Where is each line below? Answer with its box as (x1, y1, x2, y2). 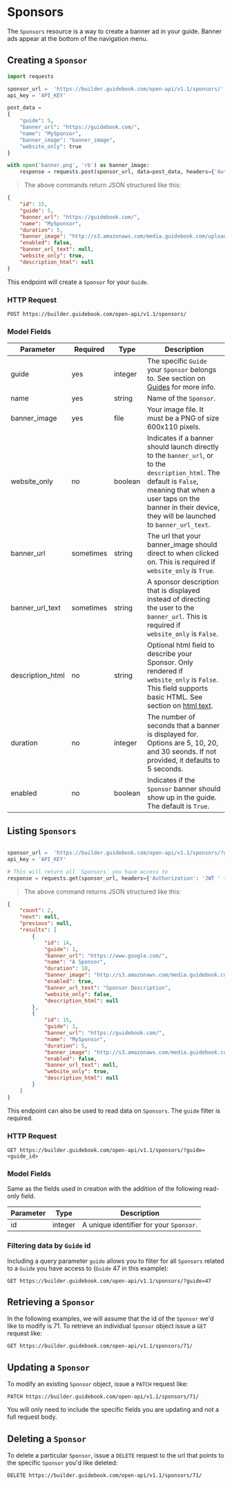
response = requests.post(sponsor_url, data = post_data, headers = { (19, 168, 215, 175)
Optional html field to (147, 640, 215, 650)
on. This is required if (147, 557, 216, 567)
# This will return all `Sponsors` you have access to (7, 868, 168, 875)
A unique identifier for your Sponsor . (81, 1220, 198, 1230)
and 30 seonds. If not (147, 747, 217, 757)
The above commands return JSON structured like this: (23, 181, 182, 189)
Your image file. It (147, 405, 204, 414)
